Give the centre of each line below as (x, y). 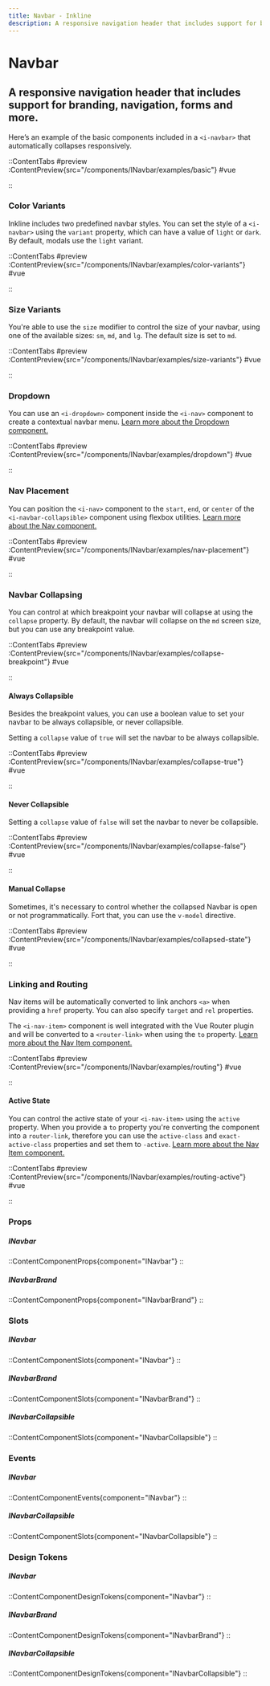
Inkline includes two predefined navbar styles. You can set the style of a (128, 223)
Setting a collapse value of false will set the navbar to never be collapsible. (133, 822)
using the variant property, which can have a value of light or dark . (149, 232)
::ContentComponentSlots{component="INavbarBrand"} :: (104, 1398)
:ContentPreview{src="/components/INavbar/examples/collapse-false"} (127, 846)
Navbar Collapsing (45, 594)
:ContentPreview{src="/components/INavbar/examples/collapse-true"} (126, 762)
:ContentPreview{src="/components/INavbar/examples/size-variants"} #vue (135, 360)
